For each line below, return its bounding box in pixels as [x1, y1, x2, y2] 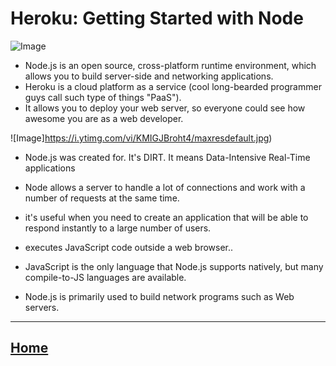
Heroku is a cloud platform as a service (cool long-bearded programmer [24, 80, 322, 92]
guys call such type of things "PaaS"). [24, 91, 182, 103]
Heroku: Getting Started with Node [10, 7, 304, 30]
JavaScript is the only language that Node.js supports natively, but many [24, 260, 324, 272]
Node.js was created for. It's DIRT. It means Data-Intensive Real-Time [24, 151, 311, 163]
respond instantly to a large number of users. [24, 222, 212, 234]
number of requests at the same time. [24, 192, 180, 204]
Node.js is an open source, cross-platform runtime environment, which [24, 59, 317, 71]
